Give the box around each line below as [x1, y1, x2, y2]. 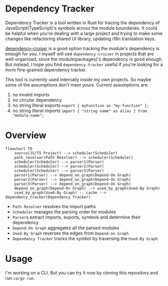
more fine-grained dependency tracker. [5, 66, 87, 73]
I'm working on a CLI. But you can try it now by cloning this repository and [5, 269, 158, 275]
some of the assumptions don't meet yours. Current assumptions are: [5, 81, 149, 88]
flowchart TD [5, 146, 33, 151]
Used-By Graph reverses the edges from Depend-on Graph [12, 230, 129, 236]
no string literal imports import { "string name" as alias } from [12, 108, 147, 114]
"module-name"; [12, 113, 45, 118]
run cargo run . [5, 275, 35, 281]
